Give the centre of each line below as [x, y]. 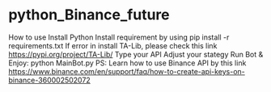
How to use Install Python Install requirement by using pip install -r [119, 37]
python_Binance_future [89, 15]
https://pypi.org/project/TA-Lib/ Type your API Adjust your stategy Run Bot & [136, 54]
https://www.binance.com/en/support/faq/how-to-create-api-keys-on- [127, 71]
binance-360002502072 [49, 80]
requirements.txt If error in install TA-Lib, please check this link [113, 45]
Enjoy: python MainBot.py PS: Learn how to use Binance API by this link [127, 63]
